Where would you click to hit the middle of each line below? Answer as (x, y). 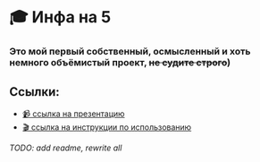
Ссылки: (34, 92)
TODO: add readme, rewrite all (66, 148)
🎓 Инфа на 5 (60, 17)
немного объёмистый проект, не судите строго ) (120, 63)
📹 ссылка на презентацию (73, 114)
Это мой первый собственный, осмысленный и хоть (130, 52)
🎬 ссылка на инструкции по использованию (107, 127)
